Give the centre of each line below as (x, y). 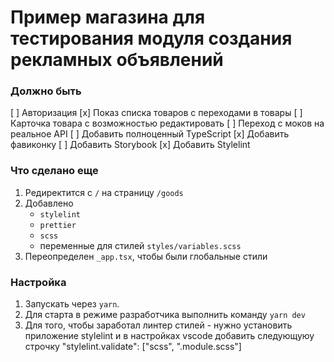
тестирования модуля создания (151, 38)
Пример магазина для (108, 17)
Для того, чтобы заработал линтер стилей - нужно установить (158, 325)
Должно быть (46, 91)
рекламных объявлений (117, 60)
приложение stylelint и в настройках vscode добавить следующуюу (169, 336)
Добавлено (49, 203)
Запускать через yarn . (72, 304)
